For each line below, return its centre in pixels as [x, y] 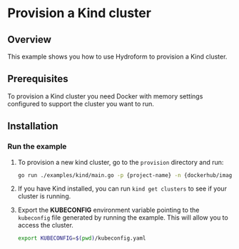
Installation [33, 126]
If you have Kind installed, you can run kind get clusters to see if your [122, 189]
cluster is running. [44, 196]
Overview [30, 40]
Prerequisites [38, 79]
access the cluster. [45, 225]
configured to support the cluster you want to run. [81, 103]
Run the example [37, 146]
